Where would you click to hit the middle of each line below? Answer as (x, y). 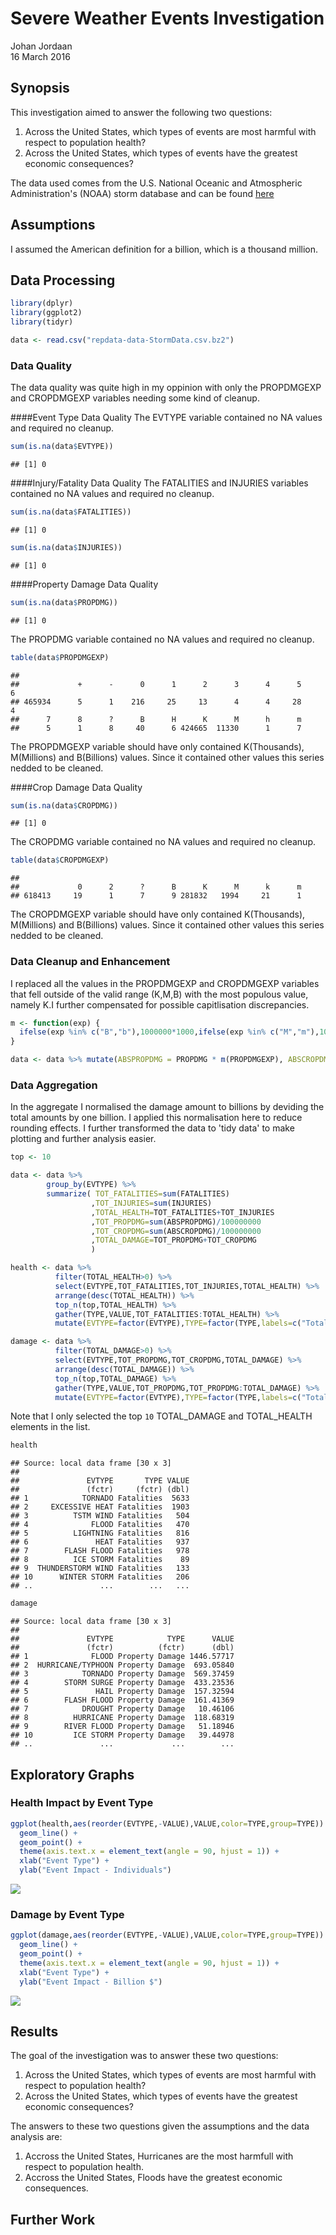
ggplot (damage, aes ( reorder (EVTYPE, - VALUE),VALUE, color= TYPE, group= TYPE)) (167, 1935)
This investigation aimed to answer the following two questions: (141, 112)
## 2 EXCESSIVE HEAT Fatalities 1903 (100, 1507)
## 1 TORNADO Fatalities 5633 (100, 1498)
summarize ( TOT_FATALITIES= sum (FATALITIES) (138, 1194)
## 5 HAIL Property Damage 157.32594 (122, 1692)
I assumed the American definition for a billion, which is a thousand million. (164, 249)
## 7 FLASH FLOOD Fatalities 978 (100, 1551)
